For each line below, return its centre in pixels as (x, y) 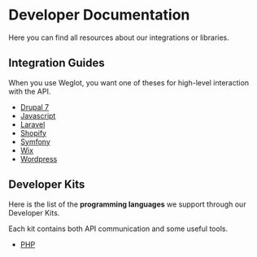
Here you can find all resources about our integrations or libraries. (119, 37)
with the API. (30, 91)
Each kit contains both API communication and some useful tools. (118, 229)
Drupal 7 (35, 107)
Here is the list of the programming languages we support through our (127, 204)
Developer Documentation (99, 15)
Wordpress (39, 159)
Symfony (35, 142)
